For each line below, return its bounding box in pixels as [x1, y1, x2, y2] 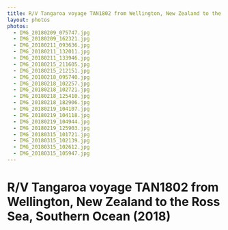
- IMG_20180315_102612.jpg [13, 144, 90, 151]
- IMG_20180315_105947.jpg [13, 150, 90, 157]
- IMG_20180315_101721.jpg [13, 131, 90, 138]
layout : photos [7, 16, 51, 23]
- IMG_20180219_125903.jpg [13, 125, 90, 131]
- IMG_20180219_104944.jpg [13, 118, 90, 125]
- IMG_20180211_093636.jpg [13, 42, 90, 49]
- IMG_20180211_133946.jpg [13, 55, 90, 62]
